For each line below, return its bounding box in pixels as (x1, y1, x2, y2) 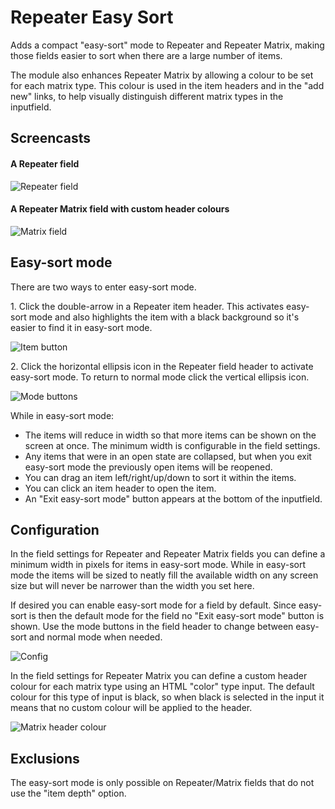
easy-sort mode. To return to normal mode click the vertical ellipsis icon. (10, 371, 310, 383)
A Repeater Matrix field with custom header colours (10, 203, 230, 215)
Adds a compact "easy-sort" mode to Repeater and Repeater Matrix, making (10, 39, 325, 51)
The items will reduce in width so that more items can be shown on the (24, 429, 317, 441)
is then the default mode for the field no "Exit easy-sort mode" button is (28, 610, 325, 622)
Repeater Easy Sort (10, 6, 174, 29)
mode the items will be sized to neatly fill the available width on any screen (10, 569, 319, 581)
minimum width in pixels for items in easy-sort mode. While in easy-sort (10, 559, 306, 571)
